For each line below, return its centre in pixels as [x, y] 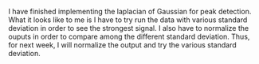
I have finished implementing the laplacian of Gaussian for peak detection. [130, 11]
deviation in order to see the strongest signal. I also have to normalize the [129, 28]
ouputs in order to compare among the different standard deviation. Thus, [129, 36]
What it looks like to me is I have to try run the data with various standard [128, 20]
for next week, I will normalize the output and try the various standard [122, 45]
